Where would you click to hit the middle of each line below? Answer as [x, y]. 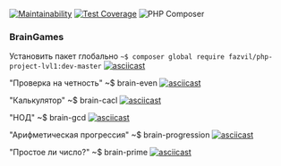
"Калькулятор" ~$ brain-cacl [64, 100]
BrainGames [37, 37]
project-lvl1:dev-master [55, 67]
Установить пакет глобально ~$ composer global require [117, 56]
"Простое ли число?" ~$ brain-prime [79, 153]
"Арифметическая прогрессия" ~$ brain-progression [110, 135]
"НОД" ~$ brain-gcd [48, 118]
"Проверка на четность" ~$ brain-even [84, 83]
